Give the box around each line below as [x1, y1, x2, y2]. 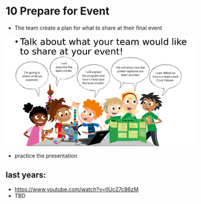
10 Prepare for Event [5, 4, 110, 18]
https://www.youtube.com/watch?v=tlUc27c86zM [14, 186, 139, 193]
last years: [5, 170, 46, 180]
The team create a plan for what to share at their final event [14, 24, 162, 31]
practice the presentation [14, 152, 78, 159]
